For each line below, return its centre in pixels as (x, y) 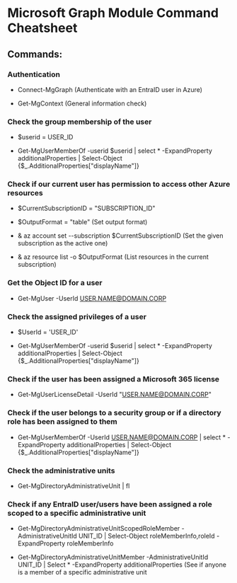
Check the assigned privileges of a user (77, 316)
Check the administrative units (61, 471)
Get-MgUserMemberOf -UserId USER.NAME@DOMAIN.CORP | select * (122, 437)
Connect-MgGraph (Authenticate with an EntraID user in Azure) (110, 89)
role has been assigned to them (63, 422)
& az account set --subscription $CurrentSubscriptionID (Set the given (120, 236)
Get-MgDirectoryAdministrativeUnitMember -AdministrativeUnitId (113, 558)
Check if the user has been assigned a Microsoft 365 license (114, 379)
